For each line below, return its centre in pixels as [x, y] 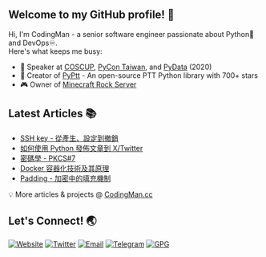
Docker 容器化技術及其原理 [64, 168]
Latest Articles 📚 [52, 114]
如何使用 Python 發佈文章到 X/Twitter [81, 148]
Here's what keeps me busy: [55, 51]
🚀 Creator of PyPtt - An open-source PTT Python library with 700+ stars [139, 75]
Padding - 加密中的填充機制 [65, 178]
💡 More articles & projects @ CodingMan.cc [81, 194]
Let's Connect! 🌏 [53, 221]
